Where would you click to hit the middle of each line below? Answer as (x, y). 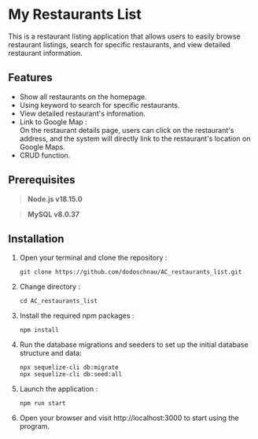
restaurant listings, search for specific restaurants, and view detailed (119, 44)
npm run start (42, 404)
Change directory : (50, 287)
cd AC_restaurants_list (59, 301)
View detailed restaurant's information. (82, 113)
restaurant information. (45, 53)
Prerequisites (42, 180)
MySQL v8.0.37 (53, 214)
